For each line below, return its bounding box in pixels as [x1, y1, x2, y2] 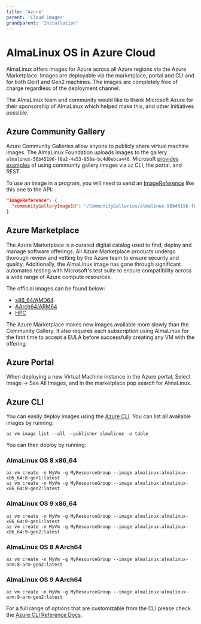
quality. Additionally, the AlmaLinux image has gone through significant [6, 260, 181, 268]
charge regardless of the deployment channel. [6, 85, 121, 92]
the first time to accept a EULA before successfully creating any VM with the [6, 334, 195, 341]
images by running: [6, 419, 54, 427]
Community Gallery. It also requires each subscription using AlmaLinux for [6, 327, 189, 334]
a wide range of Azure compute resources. [6, 273, 112, 280]
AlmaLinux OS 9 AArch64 [6, 575, 83, 584]
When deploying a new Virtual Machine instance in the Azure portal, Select [6, 373, 191, 380]
